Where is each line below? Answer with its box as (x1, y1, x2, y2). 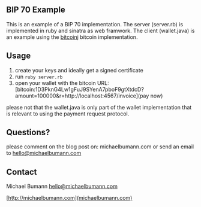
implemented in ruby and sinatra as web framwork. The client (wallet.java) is (6, 27, 195, 34)
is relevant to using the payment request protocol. (6, 110, 130, 117)
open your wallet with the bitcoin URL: (14, 79, 109, 86)
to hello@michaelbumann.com (6, 150, 82, 157)
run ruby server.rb (14, 73, 63, 80)
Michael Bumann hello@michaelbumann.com (6, 182, 118, 190)
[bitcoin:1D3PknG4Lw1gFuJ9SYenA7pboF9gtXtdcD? (14, 86, 144, 93)
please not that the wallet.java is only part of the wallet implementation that (6, 103, 192, 111)
